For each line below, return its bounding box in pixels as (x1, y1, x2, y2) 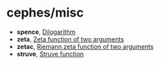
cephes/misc (6, 5, 84, 21)
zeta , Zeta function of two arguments (16, 35, 125, 43)
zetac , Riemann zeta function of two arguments (16, 42, 154, 50)
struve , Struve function (16, 50, 84, 58)
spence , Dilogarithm (16, 28, 76, 36)
